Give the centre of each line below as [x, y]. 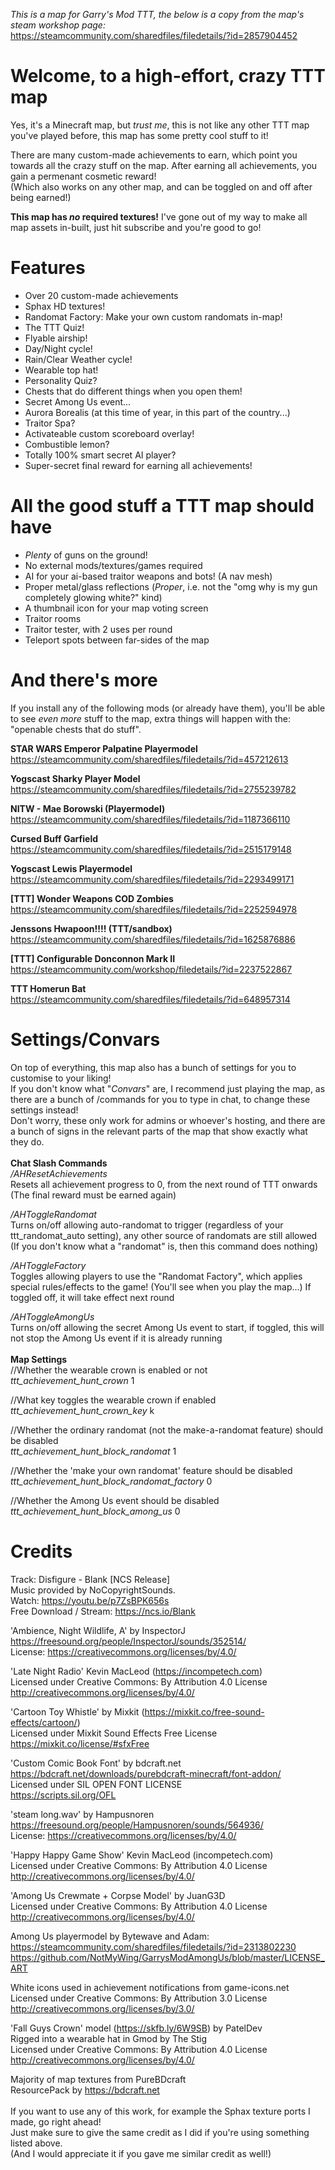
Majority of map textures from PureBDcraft [98, 2079]
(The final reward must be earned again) [93, 1195]
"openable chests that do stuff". [76, 729]
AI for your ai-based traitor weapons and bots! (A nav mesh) [148, 576]
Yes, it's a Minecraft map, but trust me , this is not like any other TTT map [160, 125]
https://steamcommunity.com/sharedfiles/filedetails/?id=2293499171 [152, 879]
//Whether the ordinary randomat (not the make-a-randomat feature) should [167, 1430]
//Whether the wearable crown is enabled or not [109, 1370]
